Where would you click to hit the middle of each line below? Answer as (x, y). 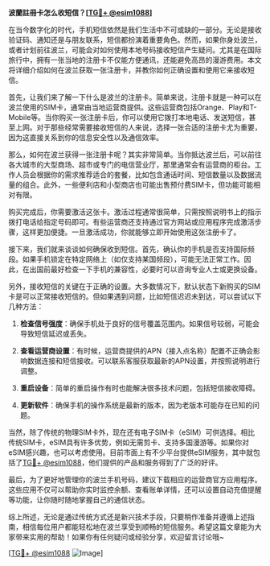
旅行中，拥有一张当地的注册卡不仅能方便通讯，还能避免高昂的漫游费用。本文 (135, 60)
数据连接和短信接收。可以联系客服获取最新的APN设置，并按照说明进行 (143, 361)
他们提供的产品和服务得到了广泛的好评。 (155, 463)
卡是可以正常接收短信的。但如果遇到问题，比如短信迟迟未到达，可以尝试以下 (135, 296)
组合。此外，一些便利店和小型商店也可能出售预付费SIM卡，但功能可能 (138, 185)
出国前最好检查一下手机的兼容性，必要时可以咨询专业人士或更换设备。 (145, 269)
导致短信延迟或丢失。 (55, 334)
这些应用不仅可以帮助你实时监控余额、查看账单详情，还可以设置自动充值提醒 (135, 490)
